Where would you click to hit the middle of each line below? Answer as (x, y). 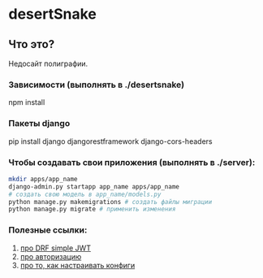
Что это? (32, 44)
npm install (27, 102)
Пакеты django (39, 124)
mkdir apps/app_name (43, 179)
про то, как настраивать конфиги (78, 265)
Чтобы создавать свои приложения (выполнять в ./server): (132, 162)
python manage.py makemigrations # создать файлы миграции (110, 202)
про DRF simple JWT (56, 248)
